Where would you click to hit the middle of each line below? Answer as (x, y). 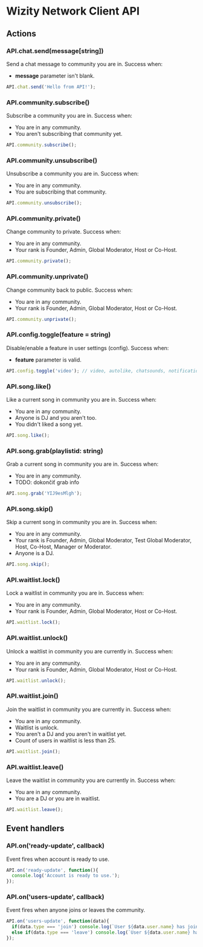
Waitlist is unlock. (37, 727)
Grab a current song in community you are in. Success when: (82, 464)
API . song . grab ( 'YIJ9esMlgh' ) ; (44, 494)
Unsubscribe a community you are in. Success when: (72, 174)
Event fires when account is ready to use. (58, 859)
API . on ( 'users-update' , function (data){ (58, 921)
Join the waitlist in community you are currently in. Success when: (89, 709)
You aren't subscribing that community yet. (69, 134)
